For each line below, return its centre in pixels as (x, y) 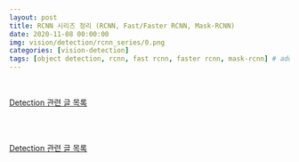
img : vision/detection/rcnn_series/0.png (87, 42)
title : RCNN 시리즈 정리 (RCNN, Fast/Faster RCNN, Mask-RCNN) (122, 26)
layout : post (33, 17)
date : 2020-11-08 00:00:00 (59, 34)
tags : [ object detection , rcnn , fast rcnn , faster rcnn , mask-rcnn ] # (143, 59)
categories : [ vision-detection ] (69, 51)
